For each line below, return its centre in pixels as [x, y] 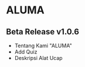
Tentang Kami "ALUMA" [43, 45]
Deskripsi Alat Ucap [38, 58]
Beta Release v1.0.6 [42, 32]
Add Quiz [26, 52]
